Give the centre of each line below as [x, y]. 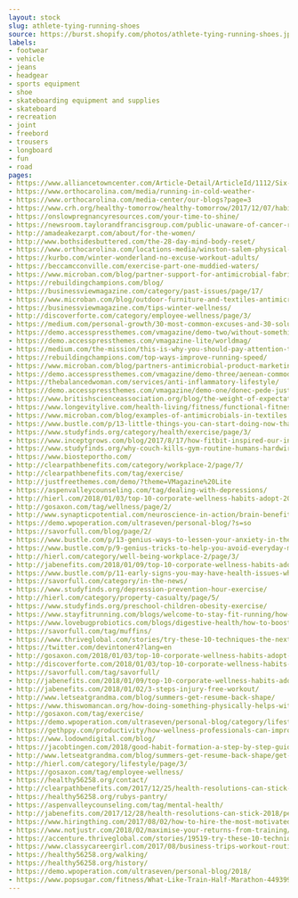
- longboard [30, 150]
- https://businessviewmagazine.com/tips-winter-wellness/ [120, 308]
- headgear [28, 76]
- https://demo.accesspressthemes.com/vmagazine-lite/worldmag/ [130, 341]
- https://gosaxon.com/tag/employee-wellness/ [96, 772]
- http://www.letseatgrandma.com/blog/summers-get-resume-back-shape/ [142, 697]
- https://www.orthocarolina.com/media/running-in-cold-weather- [132, 192]
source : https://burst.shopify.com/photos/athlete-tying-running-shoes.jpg [152, 34]
